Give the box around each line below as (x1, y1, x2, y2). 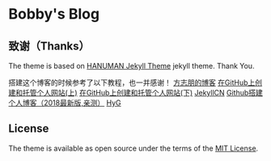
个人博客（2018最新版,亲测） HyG (8, 98, 121, 108)
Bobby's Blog (8, 5, 100, 23)
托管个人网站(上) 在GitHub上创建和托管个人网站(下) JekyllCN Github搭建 (22, 88, 263, 97)
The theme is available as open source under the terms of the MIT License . (8, 143, 259, 153)
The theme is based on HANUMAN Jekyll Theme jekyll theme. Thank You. (8, 61, 255, 70)
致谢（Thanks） (8, 39, 91, 53)
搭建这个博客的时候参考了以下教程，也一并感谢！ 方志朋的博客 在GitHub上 (8, 78, 256, 87)
